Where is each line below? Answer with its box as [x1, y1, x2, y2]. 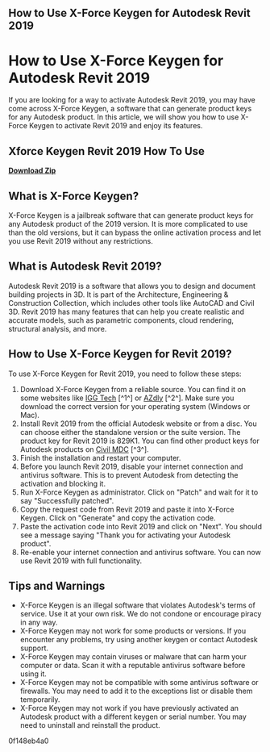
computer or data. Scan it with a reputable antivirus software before [19, 661, 246, 671]
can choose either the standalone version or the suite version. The [19, 427, 241, 437]
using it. [19, 669, 47, 679]
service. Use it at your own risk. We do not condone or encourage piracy [19, 609, 262, 619]
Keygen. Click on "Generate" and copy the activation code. [19, 512, 216, 523]
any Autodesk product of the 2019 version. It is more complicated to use [8, 219, 248, 228]
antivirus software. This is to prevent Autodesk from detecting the [19, 470, 239, 479]
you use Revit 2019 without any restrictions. [8, 236, 153, 245]
